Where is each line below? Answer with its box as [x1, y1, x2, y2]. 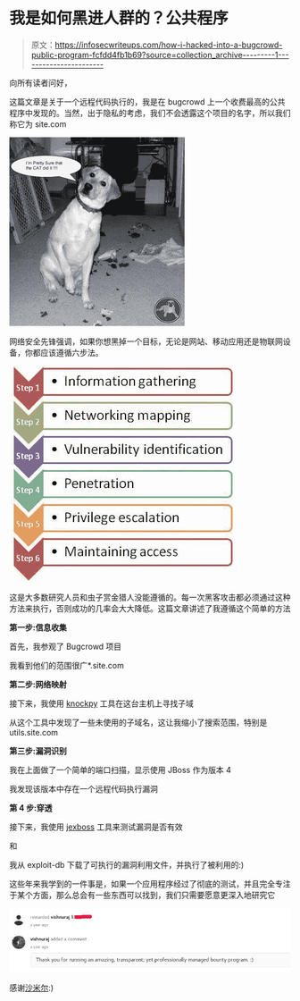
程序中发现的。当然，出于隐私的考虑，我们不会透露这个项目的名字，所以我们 [9, 107, 291, 118]
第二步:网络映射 [9, 678, 67, 689]
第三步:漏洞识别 [9, 745, 67, 756]
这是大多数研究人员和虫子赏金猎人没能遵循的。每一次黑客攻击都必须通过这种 [9, 592, 291, 602]
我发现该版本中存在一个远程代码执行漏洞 [9, 783, 158, 794]
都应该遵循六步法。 [32, 347, 104, 357]
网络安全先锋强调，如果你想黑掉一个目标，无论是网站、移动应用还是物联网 [9, 336, 283, 347]
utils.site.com [9, 727, 59, 737]
